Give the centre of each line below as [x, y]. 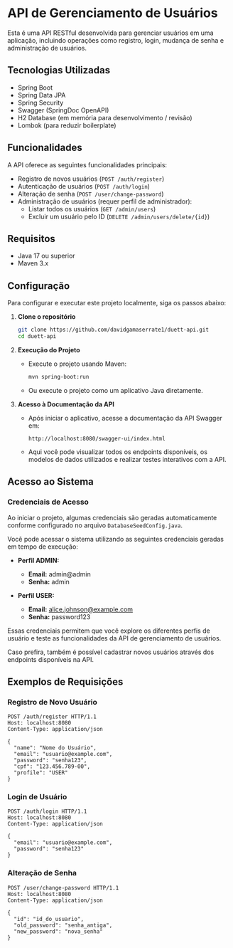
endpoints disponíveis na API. [51, 659]
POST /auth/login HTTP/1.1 [47, 812]
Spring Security [40, 102]
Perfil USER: [36, 595]
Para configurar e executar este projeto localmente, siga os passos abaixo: [117, 303]
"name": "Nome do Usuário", [55, 748]
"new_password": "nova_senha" [58, 931]
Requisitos [31, 239]
